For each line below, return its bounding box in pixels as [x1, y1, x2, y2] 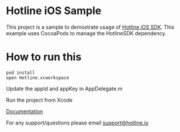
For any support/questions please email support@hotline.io [6, 119, 149, 126]
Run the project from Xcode [6, 96, 73, 103]
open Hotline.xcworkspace [6, 75, 69, 80]
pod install [6, 69, 35, 76]
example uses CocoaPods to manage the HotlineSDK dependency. [6, 29, 167, 36]
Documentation [6, 107, 43, 115]
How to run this [6, 50, 82, 64]
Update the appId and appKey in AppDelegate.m [6, 85, 123, 92]
